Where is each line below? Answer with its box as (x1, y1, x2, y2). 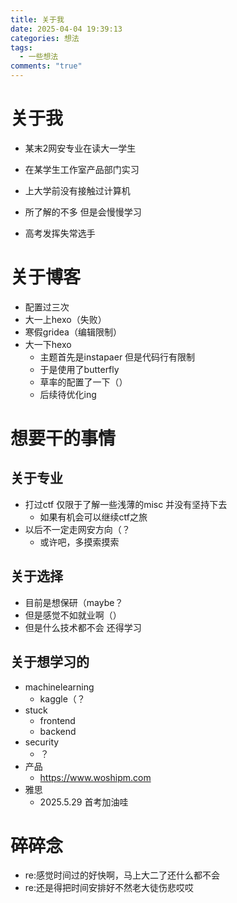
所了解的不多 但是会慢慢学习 (24, 206, 142, 218)
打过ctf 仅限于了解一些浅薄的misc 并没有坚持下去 (24, 498, 228, 510)
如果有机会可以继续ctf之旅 (39, 511, 148, 523)
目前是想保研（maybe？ (24, 596, 124, 608)
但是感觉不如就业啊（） (24, 609, 122, 621)
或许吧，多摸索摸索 (39, 536, 120, 548)
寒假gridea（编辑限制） (24, 326, 122, 338)
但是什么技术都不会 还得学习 (24, 621, 142, 633)
